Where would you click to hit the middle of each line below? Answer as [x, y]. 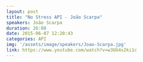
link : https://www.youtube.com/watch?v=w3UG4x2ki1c [71, 50]
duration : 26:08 [26, 28]
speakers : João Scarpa [34, 22]
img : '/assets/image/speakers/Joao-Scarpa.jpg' [66, 45]
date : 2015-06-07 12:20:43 [40, 34]
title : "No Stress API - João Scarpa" [54, 17]
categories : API [26, 39]
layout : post [22, 12]
